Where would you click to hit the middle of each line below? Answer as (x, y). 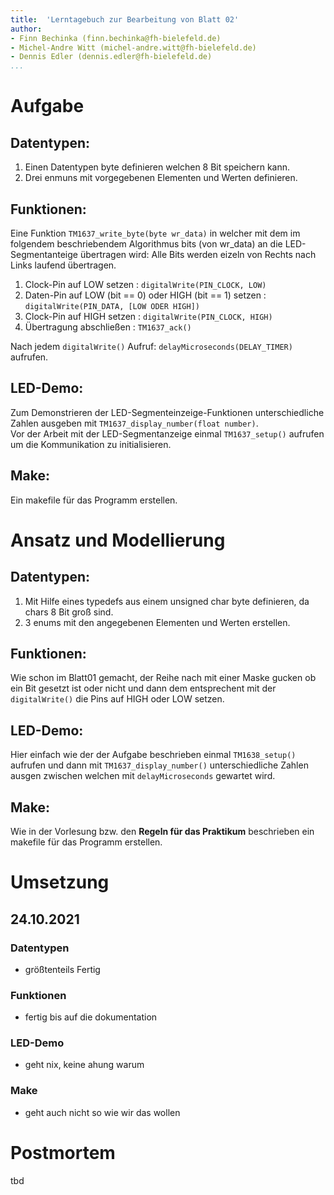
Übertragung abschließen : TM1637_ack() (108, 327)
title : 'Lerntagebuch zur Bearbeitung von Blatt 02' (125, 19)
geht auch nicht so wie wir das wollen (102, 1112)
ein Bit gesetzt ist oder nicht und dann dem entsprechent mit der (143, 688)
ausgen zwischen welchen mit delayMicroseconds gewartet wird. (143, 776)
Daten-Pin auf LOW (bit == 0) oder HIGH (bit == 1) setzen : (145, 295)
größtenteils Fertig (62, 969)
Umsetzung (60, 882)
